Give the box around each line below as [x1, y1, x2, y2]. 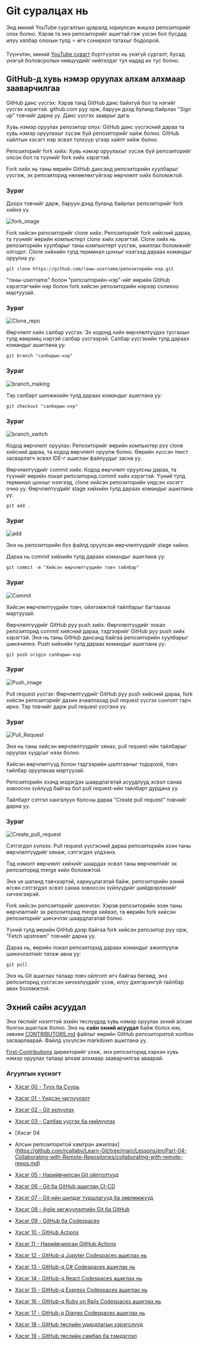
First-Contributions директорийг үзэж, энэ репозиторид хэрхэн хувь [6, 1049, 179, 1056]
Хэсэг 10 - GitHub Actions [14, 1229, 79, 1236]
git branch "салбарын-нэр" [6, 353, 73, 359]
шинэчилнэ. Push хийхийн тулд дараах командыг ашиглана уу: [6, 640, 166, 647]
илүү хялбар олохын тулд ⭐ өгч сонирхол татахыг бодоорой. [6, 37, 160, 44]
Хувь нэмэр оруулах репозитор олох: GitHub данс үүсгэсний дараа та [6, 123, 185, 130]
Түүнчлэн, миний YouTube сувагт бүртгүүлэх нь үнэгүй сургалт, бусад [6, 50, 185, 58]
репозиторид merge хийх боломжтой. [6, 866, 102, 874]
